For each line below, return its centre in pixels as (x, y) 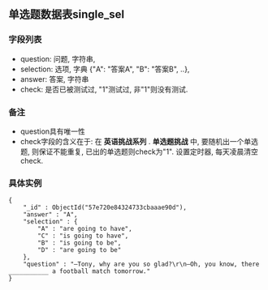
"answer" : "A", (51, 215)
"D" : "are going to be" (80, 250)
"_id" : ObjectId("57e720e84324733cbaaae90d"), (105, 208)
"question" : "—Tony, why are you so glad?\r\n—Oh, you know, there (141, 264)
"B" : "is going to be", (80, 243)
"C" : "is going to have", (83, 236)
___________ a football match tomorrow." (80, 271)
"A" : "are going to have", (85, 229)
